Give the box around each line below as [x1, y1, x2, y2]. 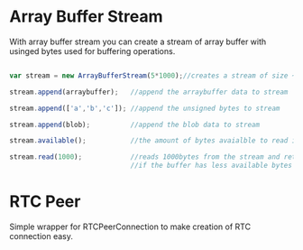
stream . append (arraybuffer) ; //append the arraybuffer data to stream [9, 88, 289, 97]
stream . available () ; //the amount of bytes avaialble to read [9, 136, 289, 145]
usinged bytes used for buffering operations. [9, 45, 176, 56]
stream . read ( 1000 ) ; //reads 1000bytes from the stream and [9, 153, 280, 162]
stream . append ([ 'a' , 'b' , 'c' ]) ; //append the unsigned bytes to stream [9, 104, 280, 113]
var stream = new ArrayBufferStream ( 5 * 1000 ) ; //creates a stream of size [9, 70, 289, 80]
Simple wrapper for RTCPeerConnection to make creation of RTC [9, 221, 251, 232]
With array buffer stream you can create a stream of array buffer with [9, 36, 267, 47]
